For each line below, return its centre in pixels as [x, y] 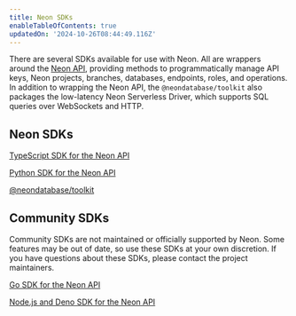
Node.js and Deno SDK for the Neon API [82, 302]
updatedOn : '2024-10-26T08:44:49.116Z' [83, 34]
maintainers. [32, 268]
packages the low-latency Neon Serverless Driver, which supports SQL [139, 97]
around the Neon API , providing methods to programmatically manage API [144, 68]
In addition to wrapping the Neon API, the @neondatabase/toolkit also [136, 87]
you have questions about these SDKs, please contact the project [129, 258]
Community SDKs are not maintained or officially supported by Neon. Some [147, 239]
